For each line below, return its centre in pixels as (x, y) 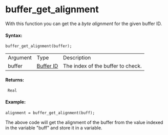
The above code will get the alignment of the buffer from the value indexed (84, 122)
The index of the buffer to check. (102, 66)
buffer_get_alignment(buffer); (39, 46)
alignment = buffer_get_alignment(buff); (50, 113)
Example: (16, 102)
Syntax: (14, 35)
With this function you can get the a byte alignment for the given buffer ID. (84, 24)
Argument (20, 58)
